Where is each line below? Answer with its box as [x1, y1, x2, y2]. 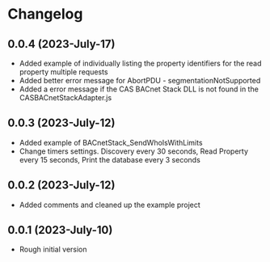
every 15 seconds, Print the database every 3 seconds [19, 154, 201, 164]
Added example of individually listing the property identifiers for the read [19, 58, 262, 68]
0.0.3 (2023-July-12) [7, 116, 116, 130]
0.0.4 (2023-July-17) [7, 37, 116, 51]
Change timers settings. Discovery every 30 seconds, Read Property [19, 146, 248, 156]
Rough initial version [19, 244, 87, 255]
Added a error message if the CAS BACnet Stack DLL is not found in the [19, 84, 259, 94]
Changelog [7, 5, 83, 23]
